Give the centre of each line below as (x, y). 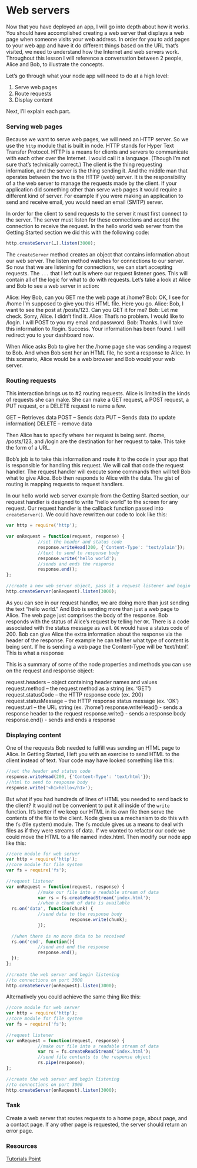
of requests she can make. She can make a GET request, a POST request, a (98, 400)
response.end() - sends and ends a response (61, 720)
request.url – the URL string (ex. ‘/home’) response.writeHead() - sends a (94, 707)
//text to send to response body (78, 553)
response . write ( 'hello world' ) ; (77, 558)
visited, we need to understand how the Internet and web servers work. (93, 51)
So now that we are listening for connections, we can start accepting (89, 267)
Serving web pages (34, 126)
